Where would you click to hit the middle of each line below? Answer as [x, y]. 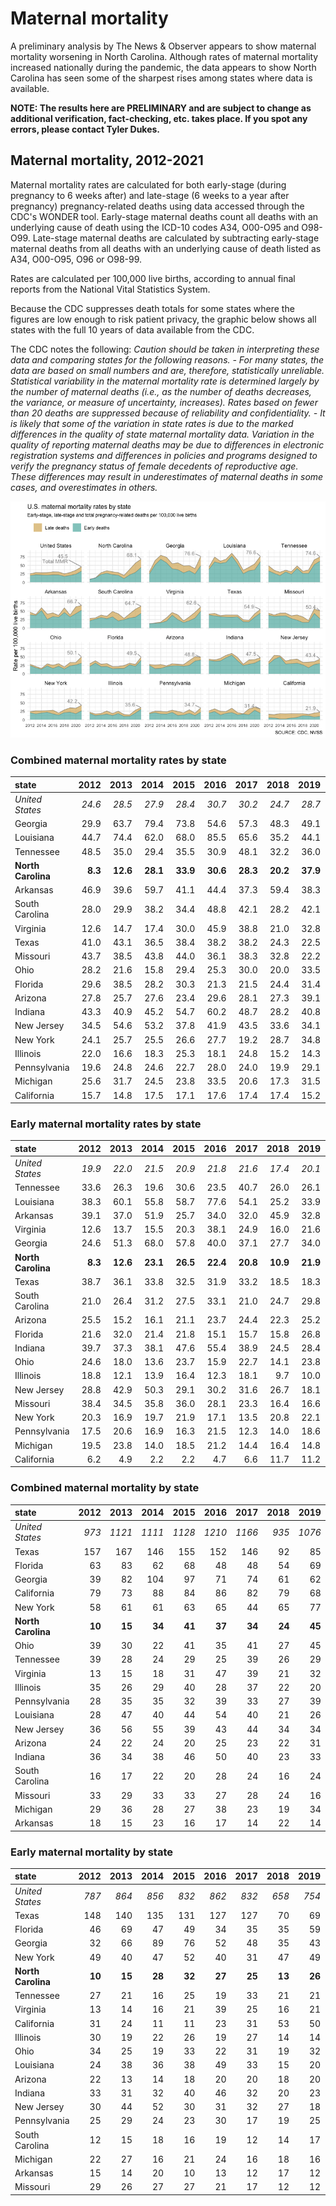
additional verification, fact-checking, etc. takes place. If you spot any [159, 118]
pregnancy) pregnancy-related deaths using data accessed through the [157, 206]
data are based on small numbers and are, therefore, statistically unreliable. [167, 370]
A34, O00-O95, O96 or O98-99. [76, 259]
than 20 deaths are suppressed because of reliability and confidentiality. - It [168, 413]
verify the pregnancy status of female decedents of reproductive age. [154, 466]
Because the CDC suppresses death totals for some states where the [152, 308]
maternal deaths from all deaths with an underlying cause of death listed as [166, 248]
